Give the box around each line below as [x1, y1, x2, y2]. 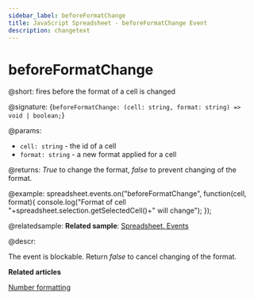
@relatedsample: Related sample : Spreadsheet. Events [8, 221, 189, 231]
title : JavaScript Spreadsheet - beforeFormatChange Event [8, 19, 208, 27]
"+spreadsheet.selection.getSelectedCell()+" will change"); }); [8, 206, 212, 215]
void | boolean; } [8, 110, 65, 120]
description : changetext [8, 26, 90, 34]
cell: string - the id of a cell [19, 141, 117, 151]
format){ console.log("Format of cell [8, 198, 127, 207]
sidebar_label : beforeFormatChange [8, 11, 126, 20]
